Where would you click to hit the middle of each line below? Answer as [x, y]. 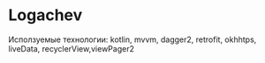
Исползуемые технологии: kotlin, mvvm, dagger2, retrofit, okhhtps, [132, 39]
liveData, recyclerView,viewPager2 [71, 48]
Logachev [45, 15]
